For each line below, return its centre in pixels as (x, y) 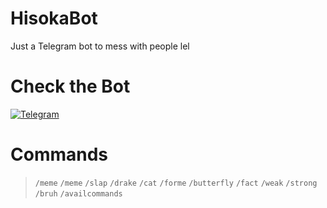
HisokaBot (54, 18)
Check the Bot (70, 86)
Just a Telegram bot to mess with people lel (100, 46)
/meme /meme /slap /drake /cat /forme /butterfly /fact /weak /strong (176, 183)
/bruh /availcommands (78, 193)
